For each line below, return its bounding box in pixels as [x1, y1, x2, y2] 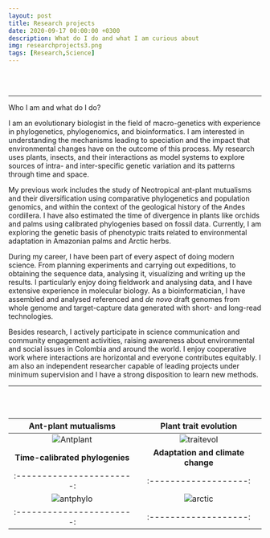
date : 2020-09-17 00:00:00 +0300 [8, 26, 121, 35]
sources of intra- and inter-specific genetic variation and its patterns [8, 161, 235, 170]
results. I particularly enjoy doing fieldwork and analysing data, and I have [8, 278, 253, 287]
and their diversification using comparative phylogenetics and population [8, 194, 251, 203]
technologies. [8, 312, 54, 321]
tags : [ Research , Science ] [8, 49, 95, 57]
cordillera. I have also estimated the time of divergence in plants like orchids [8, 210, 260, 220]
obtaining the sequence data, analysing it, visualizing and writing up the [8, 269, 246, 278]
